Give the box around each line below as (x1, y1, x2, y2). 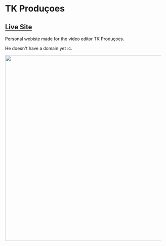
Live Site (5, 23, 32, 31)
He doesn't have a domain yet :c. (5, 46, 73, 51)
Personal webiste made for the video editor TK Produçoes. (5, 36, 124, 42)
